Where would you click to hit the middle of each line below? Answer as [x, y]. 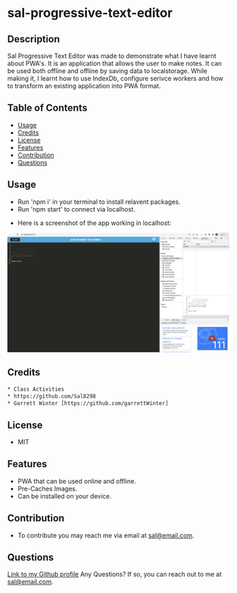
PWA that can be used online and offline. [77, 481]
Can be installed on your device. [64, 496]
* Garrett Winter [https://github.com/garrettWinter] [88, 403]
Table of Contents [48, 108]
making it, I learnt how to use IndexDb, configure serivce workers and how [115, 78]
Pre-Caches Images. [47, 489]
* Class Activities [36, 389]
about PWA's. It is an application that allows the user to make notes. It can [115, 63]
